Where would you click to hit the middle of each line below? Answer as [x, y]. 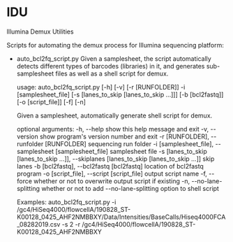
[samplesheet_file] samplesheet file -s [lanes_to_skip [131, 151]
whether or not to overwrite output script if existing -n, [112, 181]
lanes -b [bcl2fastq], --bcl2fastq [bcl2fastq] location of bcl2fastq [110, 166]
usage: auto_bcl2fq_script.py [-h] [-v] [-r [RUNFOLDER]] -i [101, 87]
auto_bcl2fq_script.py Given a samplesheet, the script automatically [114, 58]
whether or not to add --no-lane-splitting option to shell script [130, 188]
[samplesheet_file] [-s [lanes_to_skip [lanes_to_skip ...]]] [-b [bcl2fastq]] [120, 94]
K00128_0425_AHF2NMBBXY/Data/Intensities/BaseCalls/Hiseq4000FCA [121, 217]
